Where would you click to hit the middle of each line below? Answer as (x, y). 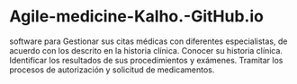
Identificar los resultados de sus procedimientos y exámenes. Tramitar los (146, 60)
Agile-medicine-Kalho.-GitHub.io (136, 17)
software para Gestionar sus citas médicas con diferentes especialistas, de (148, 41)
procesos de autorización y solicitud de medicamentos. (112, 70)
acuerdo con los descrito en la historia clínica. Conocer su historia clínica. (146, 50)
